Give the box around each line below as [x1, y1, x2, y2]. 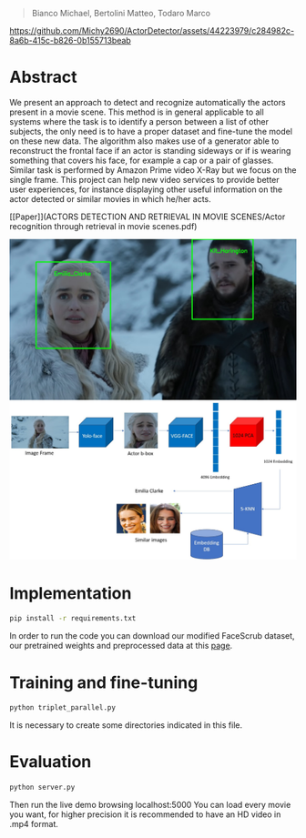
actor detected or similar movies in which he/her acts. [9, 193, 211, 204]
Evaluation [9, 752, 92, 772]
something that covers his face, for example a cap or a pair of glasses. [9, 155, 274, 166]
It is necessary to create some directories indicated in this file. [9, 720, 243, 731]
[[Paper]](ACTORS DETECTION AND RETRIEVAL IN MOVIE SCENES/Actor [9, 211, 286, 222]
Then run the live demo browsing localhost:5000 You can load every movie [9, 799, 291, 810]
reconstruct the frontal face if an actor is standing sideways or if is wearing [9, 145, 291, 156]
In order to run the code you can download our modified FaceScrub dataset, [9, 631, 295, 641]
